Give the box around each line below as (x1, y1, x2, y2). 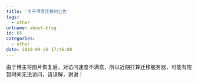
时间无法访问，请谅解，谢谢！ (11, 71, 84, 78)
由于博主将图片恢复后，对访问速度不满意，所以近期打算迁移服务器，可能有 (6, 63, 187, 70)
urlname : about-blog (6, 25, 57, 31)
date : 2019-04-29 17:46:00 (6, 47, 72, 53)
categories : (6, 36, 35, 41)
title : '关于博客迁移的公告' (6, 8, 70, 15)
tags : (6, 14, 19, 20)
